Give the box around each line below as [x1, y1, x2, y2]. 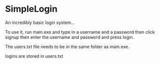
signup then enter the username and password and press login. [5, 34, 134, 40]
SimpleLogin [5, 3, 58, 15]
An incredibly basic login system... [5, 20, 75, 25]
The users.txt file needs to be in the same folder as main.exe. [5, 43, 130, 49]
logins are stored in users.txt [5, 53, 63, 59]
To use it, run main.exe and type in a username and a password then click [5, 29, 155, 35]
